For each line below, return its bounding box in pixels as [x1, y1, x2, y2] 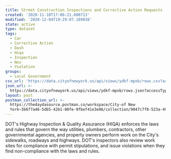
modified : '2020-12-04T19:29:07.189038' [5, 17, 93, 22]
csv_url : [5, 78, 24, 84]
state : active [5, 21, 36, 27]
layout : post [5, 93, 33, 98]
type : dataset [5, 26, 36, 32]
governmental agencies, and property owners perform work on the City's [5, 132, 159, 138]
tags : [5, 31, 17, 36]
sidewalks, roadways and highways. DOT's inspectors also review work [5, 137, 155, 143]
